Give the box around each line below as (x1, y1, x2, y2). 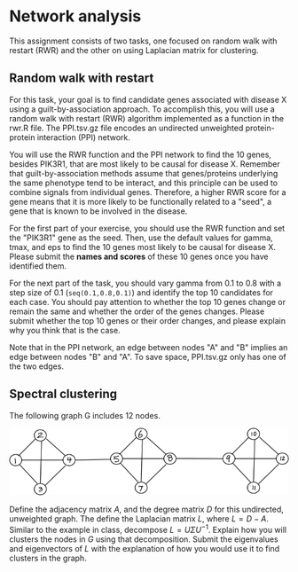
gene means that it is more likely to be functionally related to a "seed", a (9, 196, 272, 207)
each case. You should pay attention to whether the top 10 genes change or (9, 296, 286, 307)
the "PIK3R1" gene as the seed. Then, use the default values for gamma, (9, 232, 273, 243)
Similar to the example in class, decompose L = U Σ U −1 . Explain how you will (9, 523, 286, 536)
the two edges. (9, 361, 65, 372)
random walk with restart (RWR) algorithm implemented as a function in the (9, 113, 285, 123)
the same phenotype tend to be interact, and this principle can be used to (9, 177, 278, 188)
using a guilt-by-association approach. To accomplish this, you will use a (9, 104, 275, 114)
